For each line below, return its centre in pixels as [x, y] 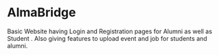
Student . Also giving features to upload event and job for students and [107, 38]
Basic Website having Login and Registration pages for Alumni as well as [110, 31]
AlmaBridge [42, 13]
